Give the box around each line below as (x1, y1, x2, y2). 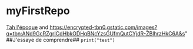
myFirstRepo (6, 4, 70, 18)
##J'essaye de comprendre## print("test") (6, 36, 115, 43)
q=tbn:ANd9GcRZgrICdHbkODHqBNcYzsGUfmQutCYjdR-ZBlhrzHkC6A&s (6, 30, 185, 37)
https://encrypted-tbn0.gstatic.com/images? (49, 24, 158, 31)
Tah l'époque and (6, 24, 49, 31)
